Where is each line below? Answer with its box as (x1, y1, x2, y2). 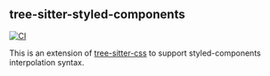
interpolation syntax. (9, 57, 85, 67)
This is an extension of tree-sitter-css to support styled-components (9, 48, 261, 58)
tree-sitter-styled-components (9, 7, 185, 22)
